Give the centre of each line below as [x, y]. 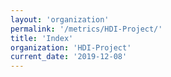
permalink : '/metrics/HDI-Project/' [86, 29]
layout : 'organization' [60, 19]
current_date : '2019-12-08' [69, 57]
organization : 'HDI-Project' [71, 47]
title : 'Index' [42, 38]
